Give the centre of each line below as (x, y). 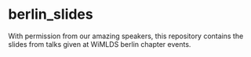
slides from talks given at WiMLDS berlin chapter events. (100, 44)
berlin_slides (51, 14)
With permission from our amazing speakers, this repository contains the (126, 36)
